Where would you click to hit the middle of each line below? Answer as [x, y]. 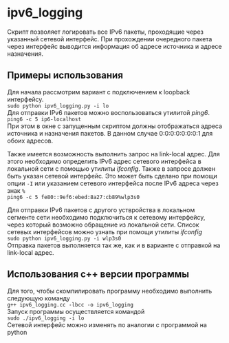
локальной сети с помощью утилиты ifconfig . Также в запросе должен [111, 168]
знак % [16, 190]
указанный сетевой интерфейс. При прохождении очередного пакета [110, 39]
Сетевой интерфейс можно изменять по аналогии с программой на [107, 324]
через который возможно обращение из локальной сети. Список [103, 225]
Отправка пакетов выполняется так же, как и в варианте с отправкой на [114, 245]
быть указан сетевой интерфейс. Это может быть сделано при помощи [112, 176]
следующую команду [39, 298]
